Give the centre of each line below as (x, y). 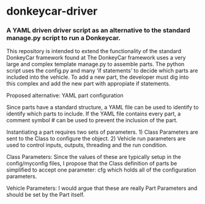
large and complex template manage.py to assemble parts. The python (95, 64)
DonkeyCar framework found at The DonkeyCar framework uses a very (96, 58)
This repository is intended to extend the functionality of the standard (94, 51)
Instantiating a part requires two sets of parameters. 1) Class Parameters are (102, 132)
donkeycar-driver (52, 11)
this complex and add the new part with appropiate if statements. (88, 84)
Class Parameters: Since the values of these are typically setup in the (94, 157)
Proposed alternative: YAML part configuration (65, 95)
